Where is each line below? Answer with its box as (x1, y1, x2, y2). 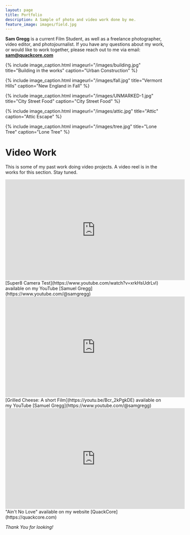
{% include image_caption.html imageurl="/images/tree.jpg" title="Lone (5, 123, 157, 130)
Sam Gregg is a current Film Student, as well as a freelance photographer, (5, 36, 162, 42)
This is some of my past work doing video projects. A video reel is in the (5, 164, 158, 170)
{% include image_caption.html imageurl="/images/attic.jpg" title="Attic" (5, 108, 159, 114)
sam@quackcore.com (5, 52, 54, 58)
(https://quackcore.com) (5, 514, 57, 520)
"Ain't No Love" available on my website (5, 509, 90, 515)
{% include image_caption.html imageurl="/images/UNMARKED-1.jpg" (5, 93, 154, 99)
